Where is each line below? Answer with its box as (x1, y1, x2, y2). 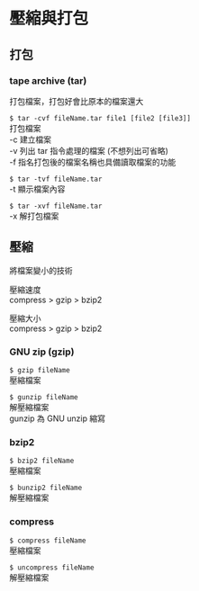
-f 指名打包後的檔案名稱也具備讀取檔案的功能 (9, 157, 176, 167)
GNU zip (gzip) (9, 345, 75, 358)
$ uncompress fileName (9, 563, 95, 572)
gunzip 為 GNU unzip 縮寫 (9, 413, 106, 424)
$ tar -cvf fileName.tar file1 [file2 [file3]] (9, 113, 192, 122)
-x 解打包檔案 (9, 210, 59, 221)
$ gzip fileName (9, 365, 70, 374)
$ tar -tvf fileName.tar (9, 175, 103, 184)
